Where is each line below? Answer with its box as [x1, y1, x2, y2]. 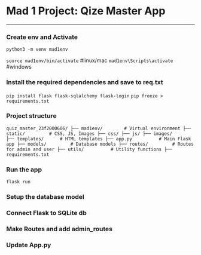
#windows [6, 63, 32, 70]
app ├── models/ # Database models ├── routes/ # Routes [6, 141, 194, 147]
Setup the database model [6, 193, 85, 201]
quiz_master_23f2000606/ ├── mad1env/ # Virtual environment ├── [6, 125, 191, 131]
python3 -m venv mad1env [6, 47, 68, 53]
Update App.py [6, 241, 51, 249]
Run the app [6, 165, 42, 174]
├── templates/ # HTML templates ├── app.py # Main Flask [6, 136, 191, 142]
